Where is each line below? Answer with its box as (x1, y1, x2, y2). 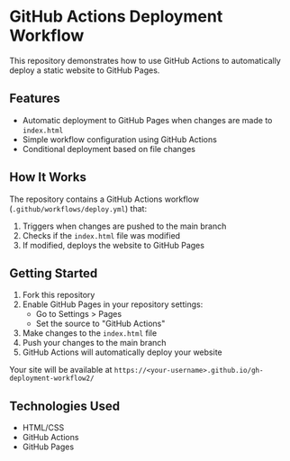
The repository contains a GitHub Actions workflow (9, 194, 200, 204)
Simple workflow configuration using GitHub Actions (22, 133, 218, 145)
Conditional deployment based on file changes (22, 143, 196, 154)
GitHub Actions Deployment (9, 6, 223, 27)
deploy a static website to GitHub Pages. (9, 65, 160, 76)
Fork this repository (22, 290, 95, 301)
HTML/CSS (22, 422, 65, 433)
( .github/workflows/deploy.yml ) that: (9, 203, 147, 213)
